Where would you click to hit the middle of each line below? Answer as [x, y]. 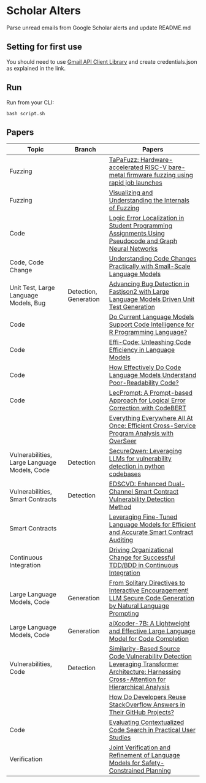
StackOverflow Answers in [147, 705]
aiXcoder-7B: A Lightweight [149, 624]
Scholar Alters [44, 11]
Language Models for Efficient [152, 525]
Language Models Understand [153, 375]
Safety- [153, 763]
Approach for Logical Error [147, 400]
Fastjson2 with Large [139, 292]
